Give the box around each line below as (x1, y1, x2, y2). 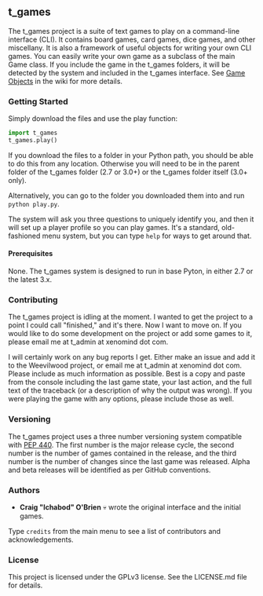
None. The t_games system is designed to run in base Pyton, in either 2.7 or (8, 266, 254, 276)
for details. (8, 580, 43, 591)
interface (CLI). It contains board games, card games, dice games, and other (8, 35, 256, 44)
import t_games (8, 129, 58, 137)
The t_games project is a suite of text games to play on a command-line (8, 26, 240, 35)
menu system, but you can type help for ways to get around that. (42, 231, 252, 240)
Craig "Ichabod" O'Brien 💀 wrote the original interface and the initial (19, 502, 241, 512)
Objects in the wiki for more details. (8, 76, 123, 86)
